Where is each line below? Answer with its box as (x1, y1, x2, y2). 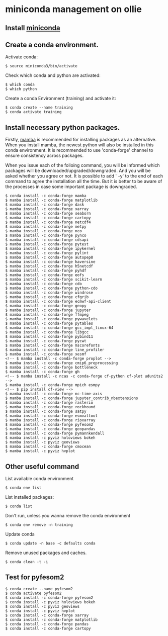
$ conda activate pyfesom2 (5, 591, 62, 596)
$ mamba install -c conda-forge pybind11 (5, 334, 94, 339)
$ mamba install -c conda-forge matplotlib (5, 198, 98, 203)
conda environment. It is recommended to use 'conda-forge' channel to (5, 147, 153, 153)
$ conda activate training (5, 110, 62, 115)
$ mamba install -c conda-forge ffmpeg (5, 312, 89, 317)
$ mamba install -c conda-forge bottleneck (5, 365, 98, 370)
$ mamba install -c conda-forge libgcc (5, 330, 89, 335)
